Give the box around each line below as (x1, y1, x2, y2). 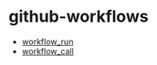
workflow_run (21, 36, 74, 47)
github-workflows (8, 6, 149, 27)
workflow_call (21, 45, 74, 56)
